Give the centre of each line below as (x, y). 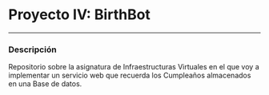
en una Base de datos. (45, 84)
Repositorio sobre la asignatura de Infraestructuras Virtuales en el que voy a (134, 67)
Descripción (33, 49)
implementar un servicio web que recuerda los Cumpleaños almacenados (130, 75)
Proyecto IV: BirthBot (79, 15)
